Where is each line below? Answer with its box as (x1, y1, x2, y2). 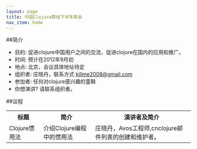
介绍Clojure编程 (43, 124, 87, 133)
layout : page (6, 8, 38, 15)
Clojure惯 (9, 124, 35, 133)
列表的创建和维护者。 (101, 133, 160, 141)
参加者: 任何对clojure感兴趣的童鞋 (14, 78, 96, 85)
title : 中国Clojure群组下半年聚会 (6, 14, 83, 20)
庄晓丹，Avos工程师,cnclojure (95, 124, 177, 133)
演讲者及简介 (124, 113, 159, 121)
